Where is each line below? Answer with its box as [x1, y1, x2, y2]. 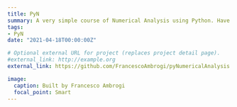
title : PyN [7, 10, 40, 18]
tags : [7, 23, 23, 30]
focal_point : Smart [13, 89, 72, 96]
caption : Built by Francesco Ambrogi [13, 82, 126, 89]
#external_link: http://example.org [7, 56, 116, 64]
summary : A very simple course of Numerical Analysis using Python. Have [7, 17, 231, 24]
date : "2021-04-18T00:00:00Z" [7, 37, 97, 44]
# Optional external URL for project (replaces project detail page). [7, 50, 221, 57]
